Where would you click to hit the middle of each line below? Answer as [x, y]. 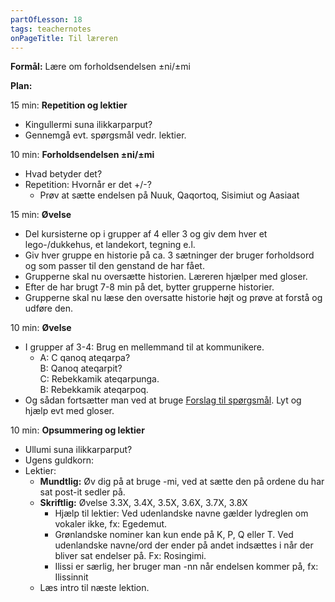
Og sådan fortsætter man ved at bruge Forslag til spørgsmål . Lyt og [163, 400]
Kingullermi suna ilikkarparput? [88, 125]
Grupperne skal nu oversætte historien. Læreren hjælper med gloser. [166, 277]
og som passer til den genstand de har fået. [114, 266]
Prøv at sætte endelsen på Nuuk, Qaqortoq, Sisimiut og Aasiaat [169, 195]
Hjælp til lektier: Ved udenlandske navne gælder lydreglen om [181, 513]
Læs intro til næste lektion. [94, 588]
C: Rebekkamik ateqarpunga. [99, 379]
